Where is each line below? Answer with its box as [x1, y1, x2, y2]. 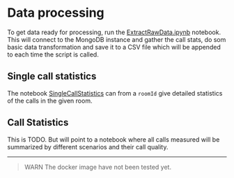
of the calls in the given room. [7, 96, 93, 105]
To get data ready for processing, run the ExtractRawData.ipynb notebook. [7, 28, 221, 36]
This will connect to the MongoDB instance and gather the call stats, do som [7, 35, 226, 43]
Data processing [7, 5, 104, 21]
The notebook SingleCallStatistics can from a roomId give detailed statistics [7, 89, 223, 97]
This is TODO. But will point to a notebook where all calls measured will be [7, 135, 220, 144]
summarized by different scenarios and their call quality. [7, 142, 169, 151]
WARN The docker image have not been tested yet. [24, 163, 172, 171]
